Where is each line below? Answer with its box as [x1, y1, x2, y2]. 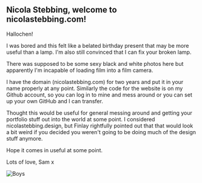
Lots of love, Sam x [6, 158, 55, 165]
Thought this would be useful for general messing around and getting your [6, 109, 193, 117]
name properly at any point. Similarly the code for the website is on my [6, 85, 183, 92]
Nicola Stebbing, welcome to [6, 5, 117, 15]
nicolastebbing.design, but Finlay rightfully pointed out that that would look [6, 122, 194, 129]
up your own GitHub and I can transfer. [6, 97, 103, 104]
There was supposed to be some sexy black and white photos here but [6, 60, 184, 67]
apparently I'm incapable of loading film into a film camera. [6, 66, 153, 74]
